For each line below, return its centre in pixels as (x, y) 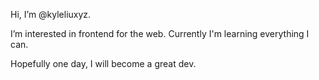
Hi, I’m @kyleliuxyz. (51, 14)
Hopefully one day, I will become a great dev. (103, 63)
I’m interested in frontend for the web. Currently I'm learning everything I (160, 33)
